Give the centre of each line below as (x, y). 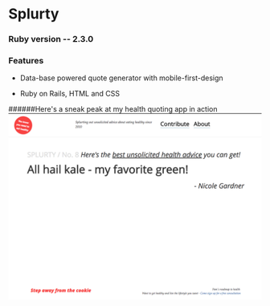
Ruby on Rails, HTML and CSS (70, 94)
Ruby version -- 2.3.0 (51, 39)
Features (26, 61)
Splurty (34, 14)
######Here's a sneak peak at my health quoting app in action (113, 109)
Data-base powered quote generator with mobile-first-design (121, 78)
